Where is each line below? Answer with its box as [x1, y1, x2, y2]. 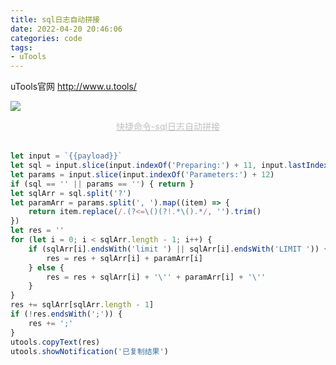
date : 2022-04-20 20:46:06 [10, 24, 123, 34]
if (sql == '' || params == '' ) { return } [10, 179, 195, 189]
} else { [28, 262, 65, 273]
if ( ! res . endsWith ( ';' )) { [10, 309, 123, 319]
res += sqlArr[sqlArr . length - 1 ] [10, 300, 155, 310]
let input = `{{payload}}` [10, 151, 123, 161]
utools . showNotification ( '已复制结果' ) [10, 346, 169, 356]
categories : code [10, 33, 83, 43]
